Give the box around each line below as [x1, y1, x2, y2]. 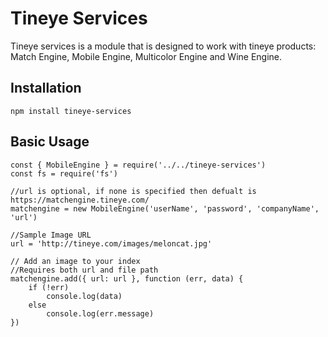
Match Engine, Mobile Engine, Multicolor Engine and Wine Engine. [10, 50, 283, 62]
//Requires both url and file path [10, 265, 159, 275]
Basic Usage [10, 133, 90, 151]
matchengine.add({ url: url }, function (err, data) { [10, 273, 244, 284]
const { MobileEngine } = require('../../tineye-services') [10, 160, 267, 170]
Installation [10, 80, 82, 97]
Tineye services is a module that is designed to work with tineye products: [10, 40, 317, 52]
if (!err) [28, 282, 70, 292]
